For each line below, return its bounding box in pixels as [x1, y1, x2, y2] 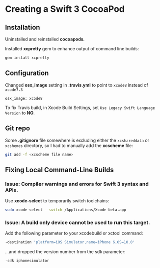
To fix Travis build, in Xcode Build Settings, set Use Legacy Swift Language [5, 105, 155, 111]
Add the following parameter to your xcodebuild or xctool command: [5, 230, 143, 236]
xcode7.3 [5, 87, 23, 92]
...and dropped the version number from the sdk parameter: [5, 249, 126, 255]
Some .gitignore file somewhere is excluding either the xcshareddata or [5, 137, 150, 143]
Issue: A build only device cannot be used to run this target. [5, 219, 151, 226]
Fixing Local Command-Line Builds [5, 165, 114, 174]
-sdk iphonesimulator [5, 258, 50, 264]
